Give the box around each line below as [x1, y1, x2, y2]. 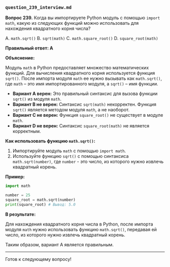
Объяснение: [5, 55, 35, 61]
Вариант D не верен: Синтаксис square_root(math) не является [12, 123, 149, 129]
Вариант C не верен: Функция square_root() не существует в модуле [12, 112, 163, 118]
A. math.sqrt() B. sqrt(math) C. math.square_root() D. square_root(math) [5, 35, 158, 41]
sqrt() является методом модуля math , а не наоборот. [12, 107, 130, 113]
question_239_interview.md [5, 5, 72, 10]
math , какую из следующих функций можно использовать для [5, 20, 139, 26]
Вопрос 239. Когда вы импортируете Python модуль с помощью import [5, 15, 160, 21]
